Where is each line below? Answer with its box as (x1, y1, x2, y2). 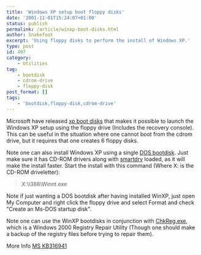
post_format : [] (6, 89, 48, 95)
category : (6, 55, 32, 61)
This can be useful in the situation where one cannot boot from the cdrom (6, 130, 193, 138)
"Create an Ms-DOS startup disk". (6, 205, 92, 213)
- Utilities (17, 60, 48, 66)
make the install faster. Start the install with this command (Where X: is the (6, 162, 194, 169)
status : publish (6, 20, 48, 26)
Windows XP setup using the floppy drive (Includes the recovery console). (6, 124, 194, 131)
